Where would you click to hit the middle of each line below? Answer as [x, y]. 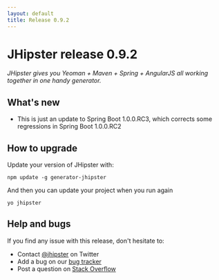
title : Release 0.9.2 [38, 20]
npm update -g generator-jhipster [57, 178]
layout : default [30, 13]
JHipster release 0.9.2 [73, 54]
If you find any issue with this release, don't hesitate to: [86, 241]
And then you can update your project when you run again [90, 190]
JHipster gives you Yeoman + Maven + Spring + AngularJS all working [108, 73]
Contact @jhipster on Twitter [58, 254]
